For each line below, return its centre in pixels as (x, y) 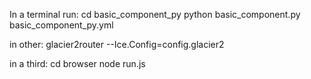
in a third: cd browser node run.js (77, 63)
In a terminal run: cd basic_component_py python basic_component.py (155, 14)
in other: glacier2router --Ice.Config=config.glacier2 (117, 44)
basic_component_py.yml (61, 25)
